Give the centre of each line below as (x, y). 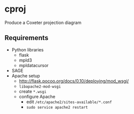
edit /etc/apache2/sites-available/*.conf (69, 102)
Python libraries (28, 49)
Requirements (26, 38)
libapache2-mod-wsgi (40, 87)
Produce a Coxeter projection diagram (43, 23)
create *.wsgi (33, 91)
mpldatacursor (34, 65)
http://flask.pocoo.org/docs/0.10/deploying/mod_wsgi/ (74, 81)
